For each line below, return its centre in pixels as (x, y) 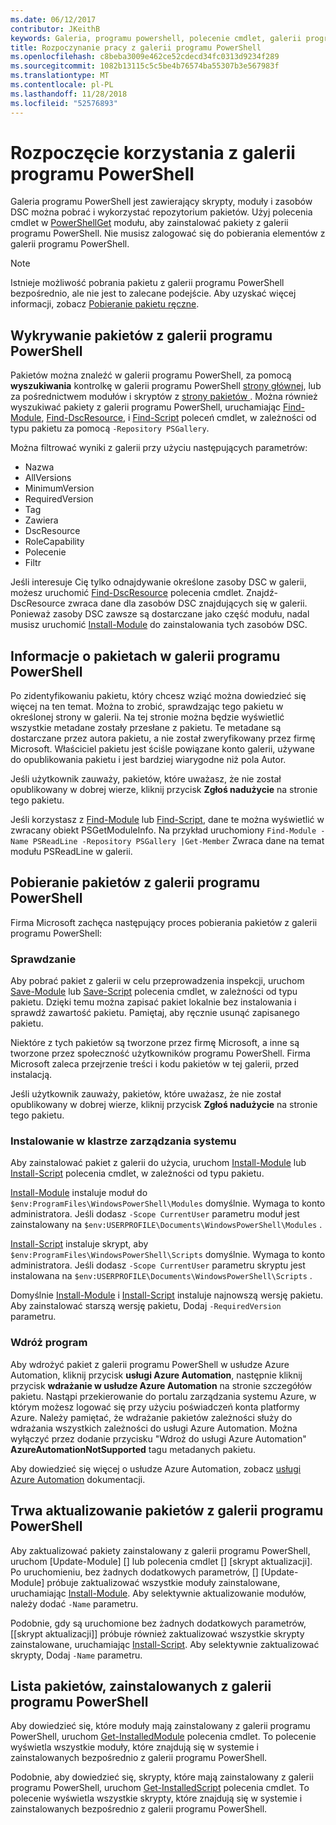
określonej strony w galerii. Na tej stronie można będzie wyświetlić (147, 717)
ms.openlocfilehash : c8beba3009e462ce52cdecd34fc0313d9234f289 (145, 57)
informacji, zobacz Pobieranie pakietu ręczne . (105, 304)
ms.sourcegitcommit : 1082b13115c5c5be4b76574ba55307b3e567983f (145, 66)
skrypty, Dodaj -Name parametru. (76, 1655)
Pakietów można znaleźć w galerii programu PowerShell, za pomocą (151, 375)
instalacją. (31, 1075)
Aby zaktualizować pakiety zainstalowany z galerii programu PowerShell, (160, 1550)
